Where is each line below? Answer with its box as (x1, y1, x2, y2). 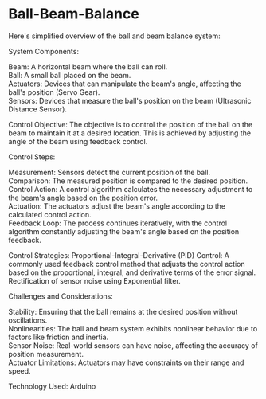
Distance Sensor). (8, 104, 68, 114)
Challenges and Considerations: (8, 291, 113, 301)
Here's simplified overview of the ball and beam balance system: (8, 31, 221, 41)
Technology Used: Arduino (8, 381, 96, 391)
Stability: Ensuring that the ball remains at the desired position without (8, 307, 238, 316)
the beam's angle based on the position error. (8, 193, 158, 202)
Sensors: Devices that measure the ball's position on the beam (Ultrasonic (8, 96, 252, 105)
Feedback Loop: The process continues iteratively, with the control (8, 218, 228, 228)
